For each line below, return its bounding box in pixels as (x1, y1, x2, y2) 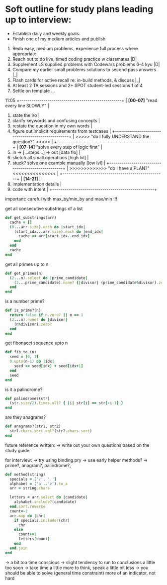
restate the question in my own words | (12, 123, 92, 129)
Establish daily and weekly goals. (12, 30, 81, 36)
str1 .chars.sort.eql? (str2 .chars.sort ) (9, 429, 92, 434)
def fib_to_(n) (5, 350, 37, 355)
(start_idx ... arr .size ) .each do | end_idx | (14, 229, 103, 234)
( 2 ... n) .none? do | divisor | (9, 317, 68, 322)
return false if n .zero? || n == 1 (9, 312, 83, 318)
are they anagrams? (5, 414, 46, 420)
